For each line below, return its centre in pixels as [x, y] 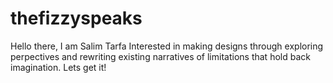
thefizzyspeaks [76, 18]
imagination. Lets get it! [58, 67]
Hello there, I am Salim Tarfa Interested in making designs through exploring [167, 46]
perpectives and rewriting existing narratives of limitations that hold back [160, 56]
